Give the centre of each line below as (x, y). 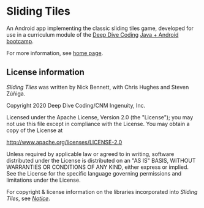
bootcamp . (20, 41)
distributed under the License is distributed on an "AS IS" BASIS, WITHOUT (101, 160)
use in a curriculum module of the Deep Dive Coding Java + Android (93, 34)
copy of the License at (35, 130)
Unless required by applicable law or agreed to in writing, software (90, 154)
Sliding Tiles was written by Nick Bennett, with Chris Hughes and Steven (98, 87)
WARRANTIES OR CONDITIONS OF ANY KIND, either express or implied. (97, 167)
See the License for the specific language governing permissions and (94, 173)
